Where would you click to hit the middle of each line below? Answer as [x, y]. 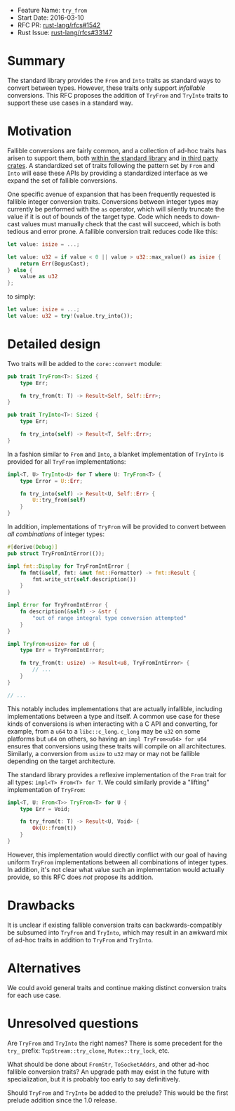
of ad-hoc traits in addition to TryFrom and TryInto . [80, 940]
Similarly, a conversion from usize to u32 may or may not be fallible [103, 753]
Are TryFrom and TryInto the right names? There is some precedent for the [115, 1043]
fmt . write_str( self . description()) [85, 579]
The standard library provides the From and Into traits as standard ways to [114, 80]
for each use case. [34, 995]
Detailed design [54, 344]
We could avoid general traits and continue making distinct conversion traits [117, 987]
